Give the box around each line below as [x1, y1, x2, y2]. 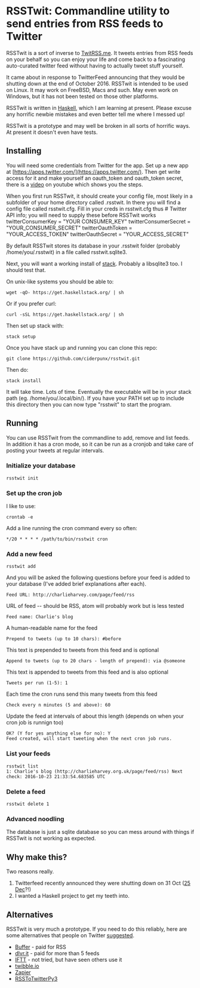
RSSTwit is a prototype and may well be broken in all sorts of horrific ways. [6, 122, 190, 129]
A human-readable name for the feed [6, 625, 98, 632]
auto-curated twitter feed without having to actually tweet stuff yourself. [6, 62, 184, 69]
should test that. [6, 266, 47, 273]
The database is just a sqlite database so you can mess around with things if [6, 828, 195, 836]
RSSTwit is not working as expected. [6, 835, 96, 842]
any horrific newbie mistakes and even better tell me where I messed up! [6, 111, 185, 118]
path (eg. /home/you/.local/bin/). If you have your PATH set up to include [6, 394, 184, 402]
